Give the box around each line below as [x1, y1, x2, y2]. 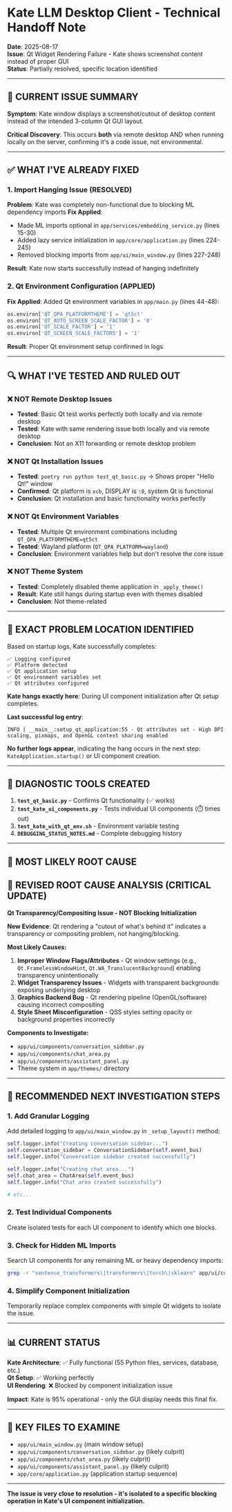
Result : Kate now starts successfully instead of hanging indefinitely [7, 264, 199, 273]
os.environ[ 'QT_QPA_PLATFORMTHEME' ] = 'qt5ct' [7, 310, 144, 318]
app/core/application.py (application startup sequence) [17, 1469, 178, 1477]
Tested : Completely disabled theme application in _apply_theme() [17, 582, 204, 591]
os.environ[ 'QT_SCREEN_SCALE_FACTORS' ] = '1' [7, 330, 140, 337]
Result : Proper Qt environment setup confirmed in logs [7, 343, 164, 351]
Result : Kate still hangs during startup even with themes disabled [17, 590, 203, 598]
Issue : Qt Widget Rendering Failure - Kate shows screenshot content [7, 50, 203, 58]
